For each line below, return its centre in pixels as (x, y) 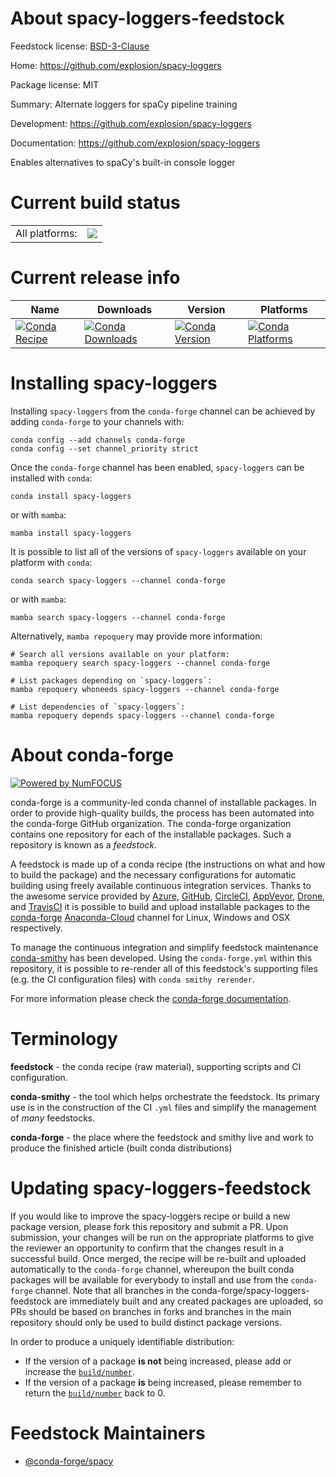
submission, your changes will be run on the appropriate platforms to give (162, 1237)
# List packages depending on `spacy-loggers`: (111, 680)
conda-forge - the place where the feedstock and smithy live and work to (162, 1137)
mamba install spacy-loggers (71, 533)
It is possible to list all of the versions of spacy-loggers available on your (158, 551)
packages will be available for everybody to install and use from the (149, 1279)
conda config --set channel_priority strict (104, 448)
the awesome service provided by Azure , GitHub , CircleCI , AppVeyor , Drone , (168, 896)
